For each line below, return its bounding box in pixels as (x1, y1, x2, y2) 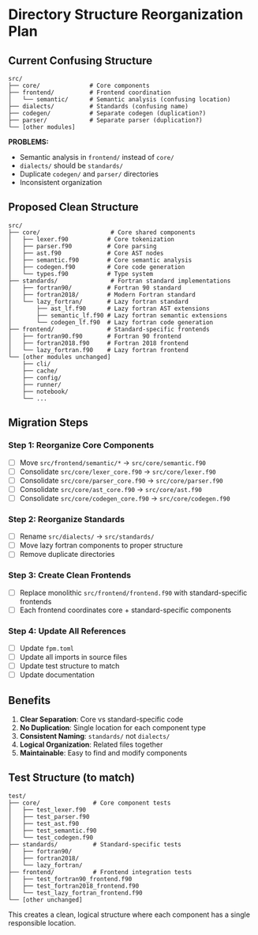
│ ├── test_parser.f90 (8, 812, 90, 820)
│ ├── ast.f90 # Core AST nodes (8, 249, 164, 257)
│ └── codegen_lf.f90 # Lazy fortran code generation (8, 318, 214, 326)
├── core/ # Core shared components (8, 228, 196, 237)
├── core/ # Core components (8, 81, 150, 89)
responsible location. (8, 918, 77, 927)
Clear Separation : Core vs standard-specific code (19, 714, 184, 725)
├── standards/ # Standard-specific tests (8, 840, 181, 848)
